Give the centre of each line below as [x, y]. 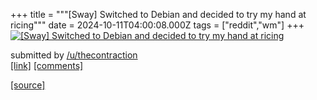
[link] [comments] [47, 65]
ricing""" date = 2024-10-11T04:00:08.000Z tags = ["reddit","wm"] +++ [157, 25]
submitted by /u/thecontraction [74, 55]
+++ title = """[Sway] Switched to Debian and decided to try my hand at [158, 14]
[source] [28, 85]
